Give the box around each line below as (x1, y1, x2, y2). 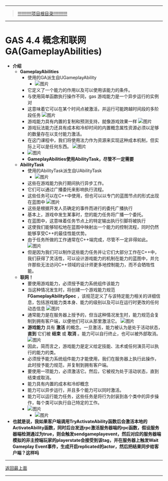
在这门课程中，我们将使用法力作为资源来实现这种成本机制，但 (27, 137, 155, 143)
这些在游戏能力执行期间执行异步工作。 (27, 180, 106, 186)
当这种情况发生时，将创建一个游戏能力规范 (27, 286, 115, 292)
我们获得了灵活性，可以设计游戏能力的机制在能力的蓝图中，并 (27, 255, 155, 261)
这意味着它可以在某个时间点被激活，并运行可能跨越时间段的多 (27, 106, 155, 112)
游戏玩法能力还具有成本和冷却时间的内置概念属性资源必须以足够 (27, 124, 159, 130)
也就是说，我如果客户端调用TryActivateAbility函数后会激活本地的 (12, 418, 147, 424)
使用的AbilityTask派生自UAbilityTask (27, 168, 102, 174)
